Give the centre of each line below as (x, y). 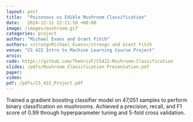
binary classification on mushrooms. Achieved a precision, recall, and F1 (94, 106)
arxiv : (14, 56)
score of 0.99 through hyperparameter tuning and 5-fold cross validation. (96, 113)
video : (14, 78)
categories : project (32, 34)
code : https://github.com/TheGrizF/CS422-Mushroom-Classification (90, 61)
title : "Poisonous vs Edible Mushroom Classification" (76, 17)
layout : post (22, 12)
